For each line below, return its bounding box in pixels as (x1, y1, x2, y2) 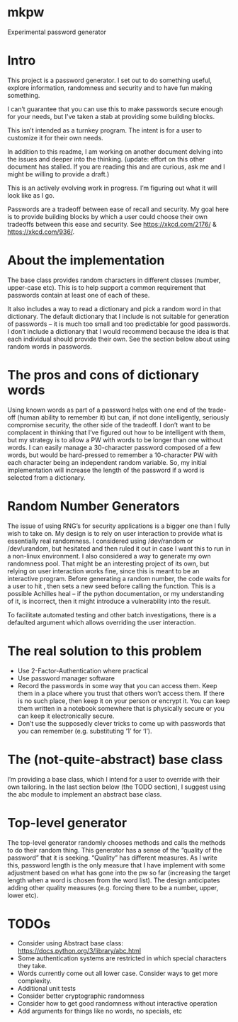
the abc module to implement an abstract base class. (7, 790, 162, 798)
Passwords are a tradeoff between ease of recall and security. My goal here (7, 205, 229, 213)
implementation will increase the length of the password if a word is (7, 466, 205, 474)
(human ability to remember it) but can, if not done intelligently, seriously (17, 412, 229, 422)
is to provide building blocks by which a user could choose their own (7, 212, 208, 220)
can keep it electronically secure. (17, 712, 115, 720)
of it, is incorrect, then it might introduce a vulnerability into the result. (7, 597, 211, 605)
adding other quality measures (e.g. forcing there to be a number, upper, (7, 883, 219, 892)
